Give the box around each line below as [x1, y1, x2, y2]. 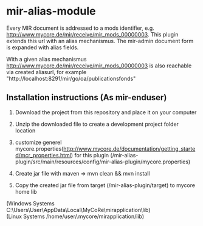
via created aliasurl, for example [6, 68, 87, 75]
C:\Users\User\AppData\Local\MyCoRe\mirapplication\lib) [6, 206, 151, 213]
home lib [15, 188, 38, 195]
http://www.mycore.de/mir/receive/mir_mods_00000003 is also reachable [6, 62, 192, 69]
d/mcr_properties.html [15, 151, 72, 159]
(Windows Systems [6, 199, 55, 207]
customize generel [15, 139, 62, 146]
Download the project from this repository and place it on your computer [15, 108, 197, 116]
